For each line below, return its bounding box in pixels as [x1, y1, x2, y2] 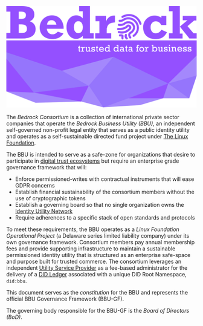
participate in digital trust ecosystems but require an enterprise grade [6, 157, 179, 165]
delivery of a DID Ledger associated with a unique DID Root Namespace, [6, 270, 187, 278]
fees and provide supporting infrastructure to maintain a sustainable [6, 245, 176, 252]
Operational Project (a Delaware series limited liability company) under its [6, 232, 190, 239]
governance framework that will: [6, 163, 87, 171]
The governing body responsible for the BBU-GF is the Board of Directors [6, 307, 190, 314]
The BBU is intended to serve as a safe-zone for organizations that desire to [6, 151, 196, 158]
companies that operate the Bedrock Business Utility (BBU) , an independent [6, 120, 195, 127]
